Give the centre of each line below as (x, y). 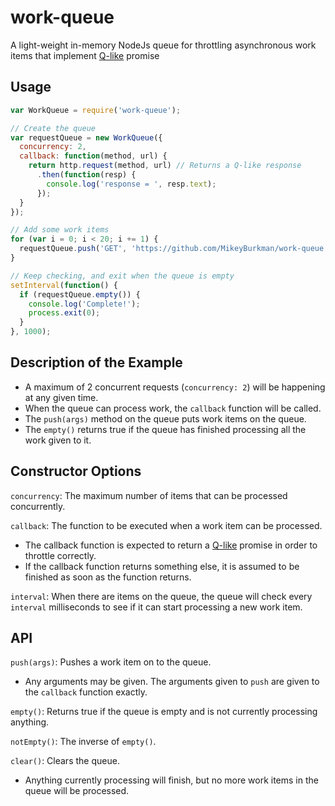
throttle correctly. (60, 555)
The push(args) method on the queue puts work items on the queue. (165, 418)
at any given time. (61, 397)
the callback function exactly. (86, 692)
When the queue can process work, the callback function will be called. (173, 408)
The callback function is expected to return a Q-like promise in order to (171, 545)
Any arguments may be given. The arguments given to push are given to (172, 682)
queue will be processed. (77, 791)
